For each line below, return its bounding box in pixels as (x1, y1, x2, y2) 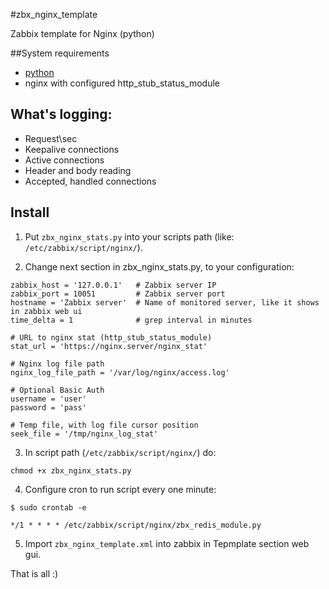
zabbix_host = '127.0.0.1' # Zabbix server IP (10, 280, 217, 290)
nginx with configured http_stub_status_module (24, 77, 221, 89)
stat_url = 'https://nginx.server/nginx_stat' (10, 341, 208, 351)
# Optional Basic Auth (10, 385, 105, 395)
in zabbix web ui (10, 306, 83, 316)
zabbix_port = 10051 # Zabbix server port (10, 289, 226, 299)
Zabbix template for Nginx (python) (10, 28, 155, 39)
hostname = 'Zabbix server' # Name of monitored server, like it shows (10, 297, 320, 308)
